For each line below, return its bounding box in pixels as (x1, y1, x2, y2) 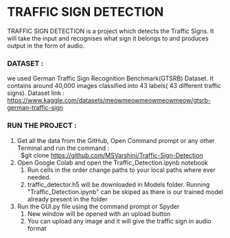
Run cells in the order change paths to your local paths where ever (27, 166, 216, 174)
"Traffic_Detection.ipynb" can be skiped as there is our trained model (27, 187, 224, 196)
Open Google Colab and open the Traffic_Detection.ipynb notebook (16, 158, 208, 166)
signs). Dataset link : (7, 89, 65, 97)
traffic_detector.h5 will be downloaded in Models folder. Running (27, 180, 210, 188)
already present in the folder (27, 195, 108, 203)
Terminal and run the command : (16, 144, 110, 152)
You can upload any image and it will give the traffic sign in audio (27, 217, 211, 225)
